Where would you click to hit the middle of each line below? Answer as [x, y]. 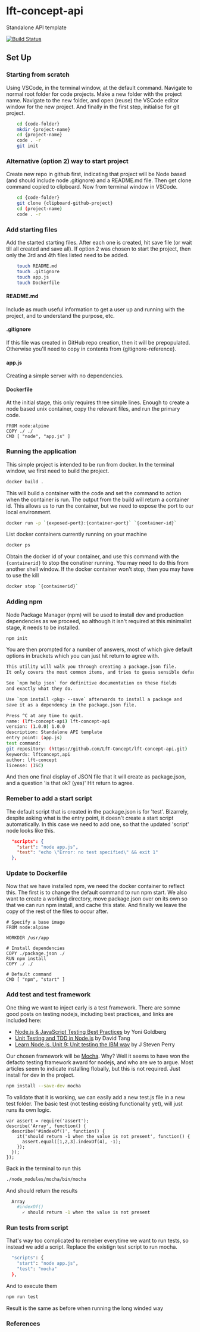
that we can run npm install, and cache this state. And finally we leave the [96, 905]
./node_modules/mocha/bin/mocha [46, 1179]
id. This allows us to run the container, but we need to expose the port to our [100, 506]
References [23, 1324]
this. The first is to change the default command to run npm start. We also [97, 892]
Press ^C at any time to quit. [45, 715]
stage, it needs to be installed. [43, 627]
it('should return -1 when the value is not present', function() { [104, 1136]
